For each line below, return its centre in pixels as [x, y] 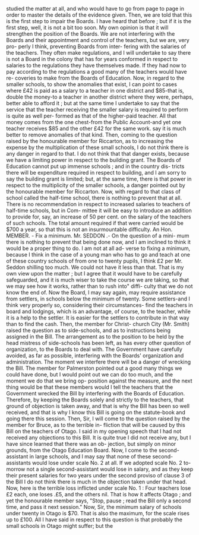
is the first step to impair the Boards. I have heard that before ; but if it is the [99, 21]
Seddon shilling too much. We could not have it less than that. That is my [95, 267]
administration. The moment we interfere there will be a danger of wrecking [99, 362]
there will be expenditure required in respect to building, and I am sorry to [96, 172]
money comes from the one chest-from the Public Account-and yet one [94, 122]
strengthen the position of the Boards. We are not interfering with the [91, 34]
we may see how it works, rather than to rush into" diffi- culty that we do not [99, 286]
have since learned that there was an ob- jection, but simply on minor [91, 444]
